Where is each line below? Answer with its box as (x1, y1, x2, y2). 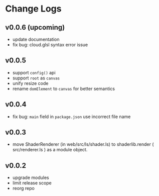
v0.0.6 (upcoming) (5, 23, 65, 32)
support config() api (12, 69, 56, 75)
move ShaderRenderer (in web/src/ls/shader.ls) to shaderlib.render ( (12, 141, 154, 147)
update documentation (12, 36, 60, 42)
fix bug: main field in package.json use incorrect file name (12, 114, 131, 120)
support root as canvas (12, 75, 60, 81)
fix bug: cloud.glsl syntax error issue (12, 42, 88, 48)
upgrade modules (12, 174, 49, 181)
